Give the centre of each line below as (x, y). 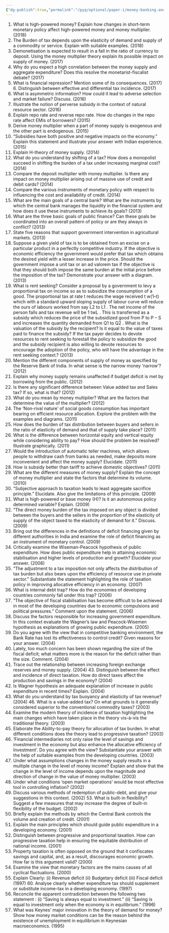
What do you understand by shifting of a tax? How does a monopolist (84, 157)
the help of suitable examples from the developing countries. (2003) (83, 755)
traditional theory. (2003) (39, 723)
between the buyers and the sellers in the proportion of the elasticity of (87, 515)
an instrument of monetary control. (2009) (57, 542)
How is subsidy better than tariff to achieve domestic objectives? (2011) (87, 467)
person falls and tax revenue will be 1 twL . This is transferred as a (81, 312)
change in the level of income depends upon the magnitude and (79, 771)
